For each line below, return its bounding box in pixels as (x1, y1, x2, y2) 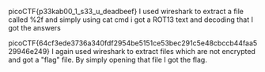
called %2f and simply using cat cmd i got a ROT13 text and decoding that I (8, 15, 254, 24)
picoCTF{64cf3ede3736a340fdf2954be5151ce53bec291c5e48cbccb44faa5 (8, 38, 258, 48)
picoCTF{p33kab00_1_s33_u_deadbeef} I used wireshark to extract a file (8, 7, 244, 16)
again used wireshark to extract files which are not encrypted (55, 47, 256, 56)
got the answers (8, 23, 62, 32)
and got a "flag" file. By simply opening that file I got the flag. (8, 55, 207, 64)
